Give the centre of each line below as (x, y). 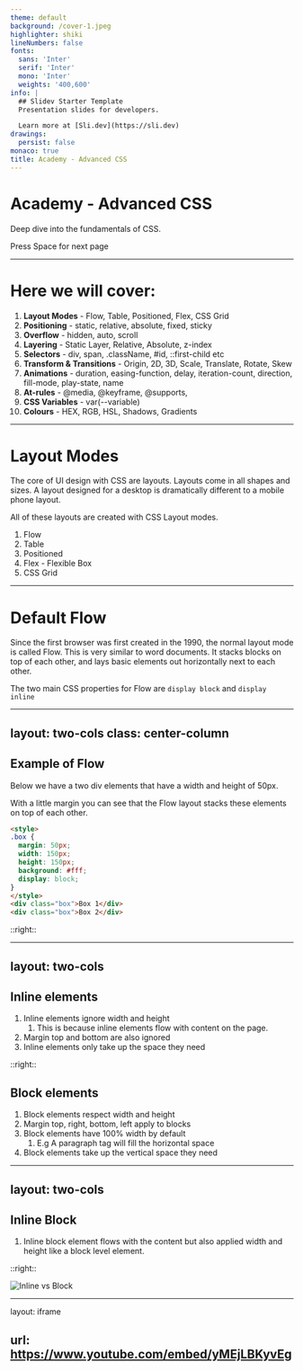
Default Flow (58, 618)
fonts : (22, 51)
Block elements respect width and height (99, 1115)
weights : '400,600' (55, 85)
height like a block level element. (84, 1251)
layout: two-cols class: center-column (120, 733)
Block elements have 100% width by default (104, 1134)
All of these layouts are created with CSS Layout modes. (114, 517)
